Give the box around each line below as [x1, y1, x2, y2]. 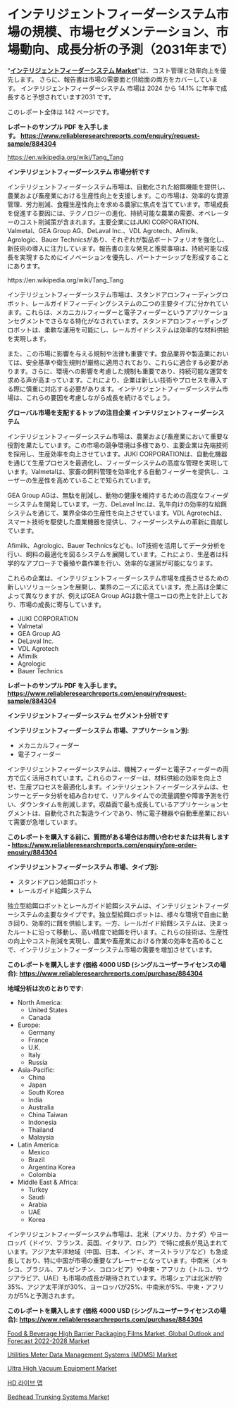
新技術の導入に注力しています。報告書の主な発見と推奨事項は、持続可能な [7, 244, 223, 252]
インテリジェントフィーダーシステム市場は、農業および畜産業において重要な [7, 432, 229, 440]
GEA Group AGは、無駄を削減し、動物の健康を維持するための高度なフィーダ [7, 491, 229, 499]
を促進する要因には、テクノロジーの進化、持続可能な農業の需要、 [7, 208, 199, 217]
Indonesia [27, 1118, 57, 1126]
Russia [27, 1058, 48, 1066]
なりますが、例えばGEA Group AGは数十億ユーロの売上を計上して [31, 591, 222, 599]
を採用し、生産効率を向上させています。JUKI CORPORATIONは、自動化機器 [7, 449, 228, 458]
